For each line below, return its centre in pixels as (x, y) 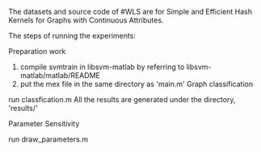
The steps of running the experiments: (72, 36)
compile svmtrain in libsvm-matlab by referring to (102, 67)
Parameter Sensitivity (44, 123)
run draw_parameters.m (48, 139)
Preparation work (37, 51)
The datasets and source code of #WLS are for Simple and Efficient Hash (130, 12)
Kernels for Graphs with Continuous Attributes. (86, 20)
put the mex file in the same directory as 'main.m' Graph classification (136, 84)
